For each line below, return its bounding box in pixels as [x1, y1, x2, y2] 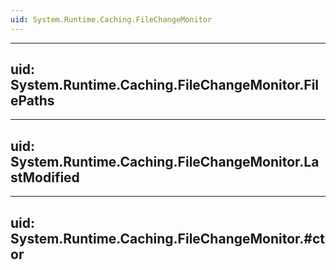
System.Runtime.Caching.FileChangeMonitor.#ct [10, 230, 325, 247]
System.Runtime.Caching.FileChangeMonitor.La [10, 153, 320, 170]
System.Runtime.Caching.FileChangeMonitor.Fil [10, 77, 320, 94]
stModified [10, 169, 80, 186]
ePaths [10, 92, 55, 110]
